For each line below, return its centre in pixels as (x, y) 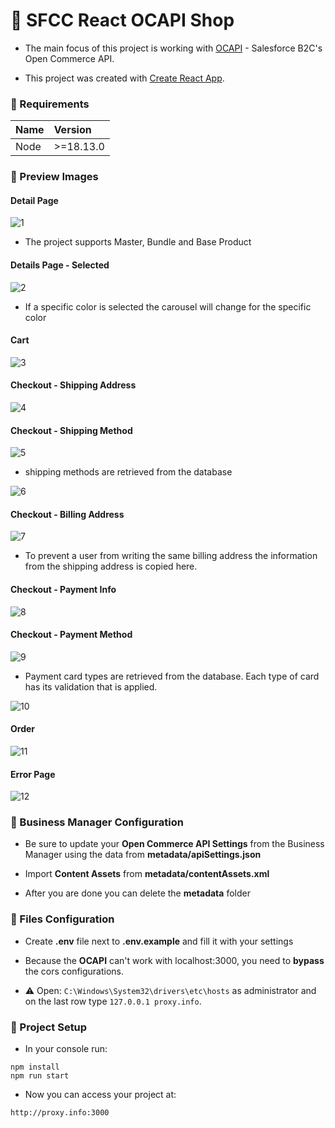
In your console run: (66, 1049)
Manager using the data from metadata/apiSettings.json (143, 855)
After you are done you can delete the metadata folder (137, 893)
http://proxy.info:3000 (60, 1113)
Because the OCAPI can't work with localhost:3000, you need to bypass (174, 960)
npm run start (40, 1076)
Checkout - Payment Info (63, 589)
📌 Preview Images (54, 177)
